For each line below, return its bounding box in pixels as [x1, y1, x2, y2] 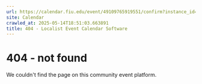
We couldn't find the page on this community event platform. [6, 71, 157, 79]
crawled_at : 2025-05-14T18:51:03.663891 [6, 20, 109, 26]
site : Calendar [6, 14, 44, 20]
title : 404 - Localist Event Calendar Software [6, 25, 128, 32]
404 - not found [6, 52, 87, 65]
